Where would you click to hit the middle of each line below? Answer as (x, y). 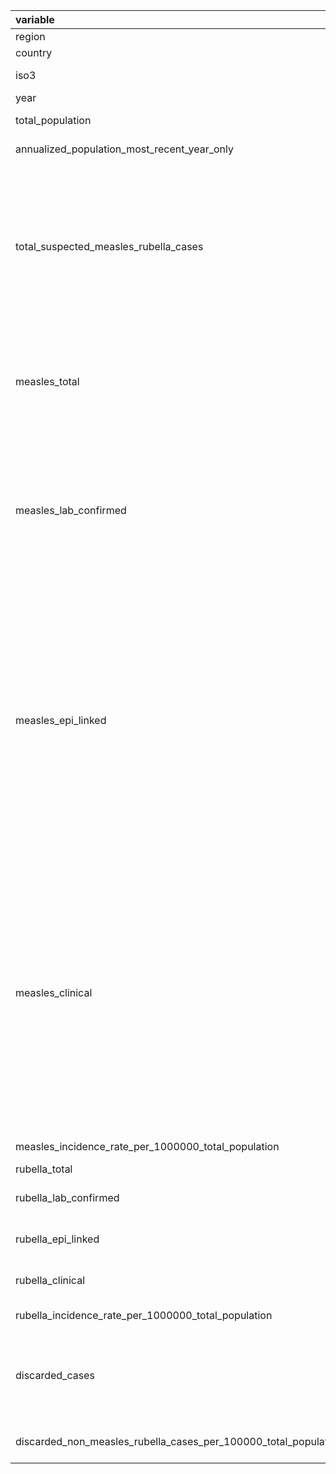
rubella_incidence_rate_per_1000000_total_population (144, 1315)
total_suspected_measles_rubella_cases (109, 246)
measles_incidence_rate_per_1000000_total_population (147, 1146)
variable (35, 19)
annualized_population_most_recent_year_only (125, 149)
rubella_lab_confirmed (67, 1197)
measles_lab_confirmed (71, 510)
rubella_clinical (50, 1280)
